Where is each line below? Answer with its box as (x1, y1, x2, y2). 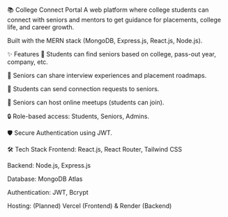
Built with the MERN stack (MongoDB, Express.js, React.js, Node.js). (7, 37, 203, 45)
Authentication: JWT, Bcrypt (7, 188, 89, 196)
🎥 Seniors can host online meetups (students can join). (7, 98, 165, 106)
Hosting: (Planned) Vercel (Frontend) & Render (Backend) (7, 202, 172, 210)
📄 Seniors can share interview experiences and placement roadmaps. (7, 72, 207, 79)
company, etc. (7, 58, 49, 66)
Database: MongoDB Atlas (7, 175, 83, 183)
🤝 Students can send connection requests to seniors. (7, 85, 160, 93)
